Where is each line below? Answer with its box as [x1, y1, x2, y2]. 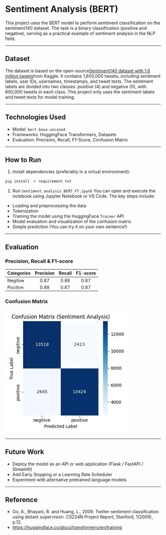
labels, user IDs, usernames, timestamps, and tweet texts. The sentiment [5, 78, 153, 84]
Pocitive [7, 284, 24, 290]
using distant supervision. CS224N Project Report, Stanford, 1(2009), [12, 514, 153, 520]
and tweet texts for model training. [5, 94, 76, 100]
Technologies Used [5, 113, 66, 122]
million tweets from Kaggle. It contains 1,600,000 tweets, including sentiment [5, 73, 161, 79]
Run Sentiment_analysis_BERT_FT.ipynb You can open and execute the [12, 188, 156, 194]
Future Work [5, 448, 44, 456]
